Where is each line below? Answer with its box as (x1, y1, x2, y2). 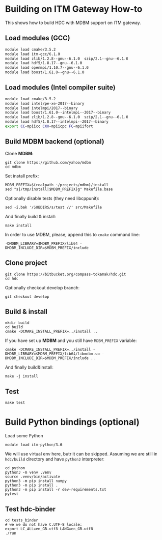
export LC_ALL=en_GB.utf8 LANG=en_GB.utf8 (5, 526, 93, 531)
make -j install (5, 374, 38, 379)
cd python (5, 466, 26, 471)
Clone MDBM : (5, 150, 33, 156)
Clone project (5, 259, 48, 267)
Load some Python (5, 433, 43, 439)
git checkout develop (5, 294, 50, 299)
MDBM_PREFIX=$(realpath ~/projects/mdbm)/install (5, 182, 109, 187)
